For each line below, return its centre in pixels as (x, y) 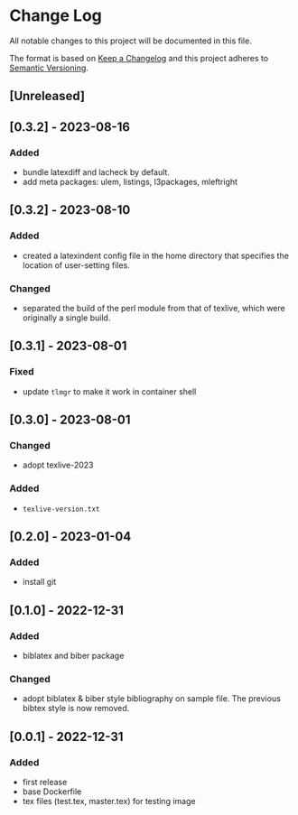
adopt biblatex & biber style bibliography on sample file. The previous (152, 699)
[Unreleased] (47, 96)
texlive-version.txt (61, 509)
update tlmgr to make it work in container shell (109, 391)
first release (45, 783)
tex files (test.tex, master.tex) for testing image (109, 801)
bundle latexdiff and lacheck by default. (96, 172)
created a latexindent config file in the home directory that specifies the (155, 255)
